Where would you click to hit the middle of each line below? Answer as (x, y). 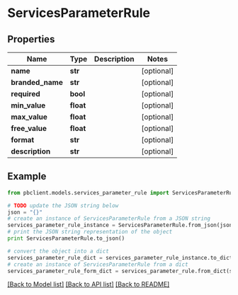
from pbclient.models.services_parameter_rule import (89, 192)
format (23, 140)
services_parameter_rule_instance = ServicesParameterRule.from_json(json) (121, 225)
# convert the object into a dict (58, 251)
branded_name (37, 82)
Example (27, 177)
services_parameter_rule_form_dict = (63, 271)
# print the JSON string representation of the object (90, 232)
